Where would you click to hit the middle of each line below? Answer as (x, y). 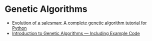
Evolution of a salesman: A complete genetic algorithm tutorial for (79, 23)
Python (19, 28)
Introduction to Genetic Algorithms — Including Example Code (76, 33)
